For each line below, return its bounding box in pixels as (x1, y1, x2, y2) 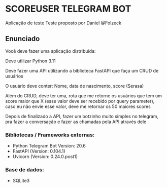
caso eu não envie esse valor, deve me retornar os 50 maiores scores (5, 103, 151, 109)
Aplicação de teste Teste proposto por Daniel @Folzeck (5, 20, 122, 26)
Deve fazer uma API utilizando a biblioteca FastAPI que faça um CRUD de (5, 67, 159, 73)
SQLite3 (12, 178, 30, 184)
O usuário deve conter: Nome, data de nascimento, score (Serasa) (5, 83, 144, 89)
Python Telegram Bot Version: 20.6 (12, 143, 86, 149)
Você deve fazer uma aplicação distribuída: (5, 48, 96, 54)
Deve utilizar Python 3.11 (5, 58, 56, 64)
